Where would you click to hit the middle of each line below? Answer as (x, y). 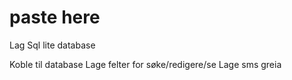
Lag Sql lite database (52, 45)
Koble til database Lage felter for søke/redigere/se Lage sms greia (145, 64)
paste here (55, 17)
